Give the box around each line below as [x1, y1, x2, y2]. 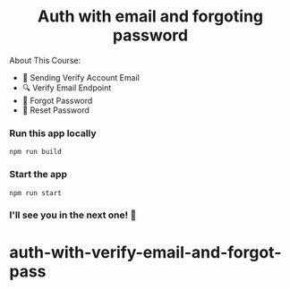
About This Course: [9, 55, 81, 65]
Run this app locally [9, 127, 97, 140]
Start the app [9, 168, 68, 181]
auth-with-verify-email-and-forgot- [9, 242, 282, 262]
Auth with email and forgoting [37, 6, 264, 27]
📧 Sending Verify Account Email [21, 72, 141, 82]
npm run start [9, 188, 63, 198]
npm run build [9, 148, 63, 157]
